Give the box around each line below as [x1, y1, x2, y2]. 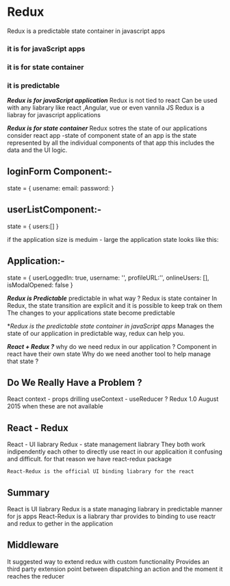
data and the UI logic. [7, 146, 68, 154]
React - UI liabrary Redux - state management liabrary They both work [7, 440, 206, 449]
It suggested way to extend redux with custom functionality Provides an [7, 557, 210, 565]
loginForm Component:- [7, 166, 112, 178]
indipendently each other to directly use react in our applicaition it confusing [7, 448, 222, 456]
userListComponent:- [7, 204, 102, 216]
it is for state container [7, 62, 84, 72]
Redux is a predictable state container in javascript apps [7, 27, 166, 35]
